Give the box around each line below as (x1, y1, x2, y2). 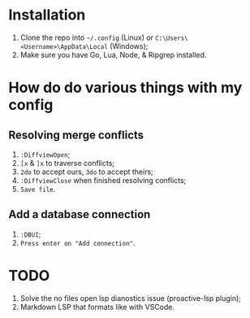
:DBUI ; (19, 229, 41, 239)
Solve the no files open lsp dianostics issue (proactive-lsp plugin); (19, 293, 242, 303)
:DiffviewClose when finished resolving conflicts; (19, 175, 187, 185)
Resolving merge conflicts (8, 128, 144, 142)
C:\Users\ (155, 34, 188, 42)
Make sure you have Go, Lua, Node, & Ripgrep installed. (19, 50, 207, 59)
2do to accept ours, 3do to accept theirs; (19, 167, 154, 176)
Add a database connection (8, 207, 151, 221)
